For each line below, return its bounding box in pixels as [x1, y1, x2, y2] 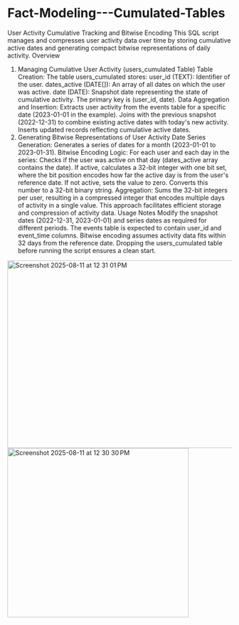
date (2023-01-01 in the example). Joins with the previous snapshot [17, 110, 216, 119]
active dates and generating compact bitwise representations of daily [7, 43, 211, 52]
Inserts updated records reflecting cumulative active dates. [17, 125, 191, 134]
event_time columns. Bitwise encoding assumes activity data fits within [17, 231, 226, 240]
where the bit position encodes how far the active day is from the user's [17, 171, 229, 179]
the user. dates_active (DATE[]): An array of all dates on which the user [17, 80, 225, 88]
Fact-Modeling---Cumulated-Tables [7, 5, 225, 21]
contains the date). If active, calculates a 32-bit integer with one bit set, [17, 163, 228, 171]
